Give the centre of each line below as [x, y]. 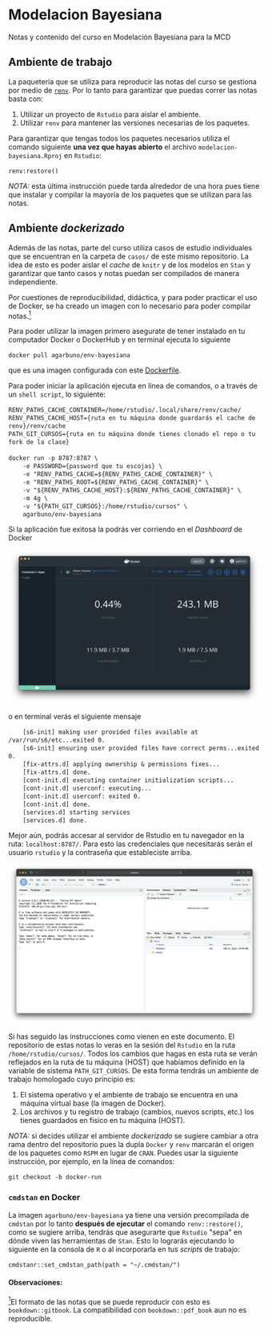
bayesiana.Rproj [35, 156]
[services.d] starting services [76, 812]
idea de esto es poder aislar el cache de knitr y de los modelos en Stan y [130, 265]
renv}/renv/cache [37, 426]
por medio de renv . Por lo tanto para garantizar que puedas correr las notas [133, 90]
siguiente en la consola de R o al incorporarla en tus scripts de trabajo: [124, 1249]
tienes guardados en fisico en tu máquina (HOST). [102, 1121]
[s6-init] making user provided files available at [110, 732]
